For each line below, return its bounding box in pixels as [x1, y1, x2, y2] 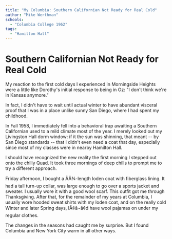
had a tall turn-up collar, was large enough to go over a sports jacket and [5, 183, 159, 189]
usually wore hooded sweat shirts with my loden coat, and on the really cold [5, 199, 166, 205]
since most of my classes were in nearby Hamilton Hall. [5, 144, 123, 150]
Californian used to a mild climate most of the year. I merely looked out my [5, 128, 163, 134]
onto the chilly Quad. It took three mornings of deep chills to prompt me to [5, 160, 162, 166]
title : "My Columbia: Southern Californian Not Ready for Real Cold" [5, 7, 158, 13]
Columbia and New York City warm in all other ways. [5, 227, 117, 233]
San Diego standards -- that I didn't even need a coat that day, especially [5, 139, 160, 145]
